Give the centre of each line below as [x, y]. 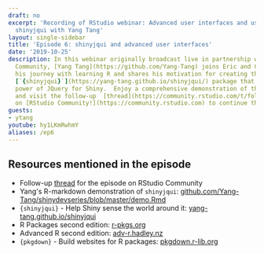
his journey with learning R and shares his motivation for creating [131, 74]
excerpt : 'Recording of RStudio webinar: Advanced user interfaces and [128, 23]
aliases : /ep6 [31, 132]
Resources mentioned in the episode [100, 165]
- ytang [21, 118]
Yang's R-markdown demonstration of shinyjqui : [99, 191]
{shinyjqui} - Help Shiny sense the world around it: [103, 208]
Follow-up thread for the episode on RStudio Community [111, 183]
